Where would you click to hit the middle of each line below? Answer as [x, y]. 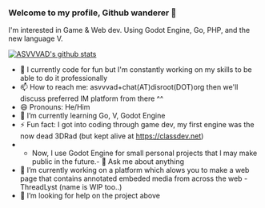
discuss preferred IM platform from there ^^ [92, 98]
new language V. [36, 38]
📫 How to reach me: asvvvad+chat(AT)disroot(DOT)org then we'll [129, 87]
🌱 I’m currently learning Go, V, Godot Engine [92, 116]
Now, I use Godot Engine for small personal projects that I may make [145, 153]
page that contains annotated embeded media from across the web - [134, 178]
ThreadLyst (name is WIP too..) [71, 187]
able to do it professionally [64, 78]
